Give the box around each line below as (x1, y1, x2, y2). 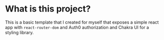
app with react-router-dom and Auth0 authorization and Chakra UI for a (5, 24, 149, 30)
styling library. (5, 29, 34, 35)
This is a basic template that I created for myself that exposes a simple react (5, 19, 159, 25)
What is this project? (5, 3, 91, 14)
